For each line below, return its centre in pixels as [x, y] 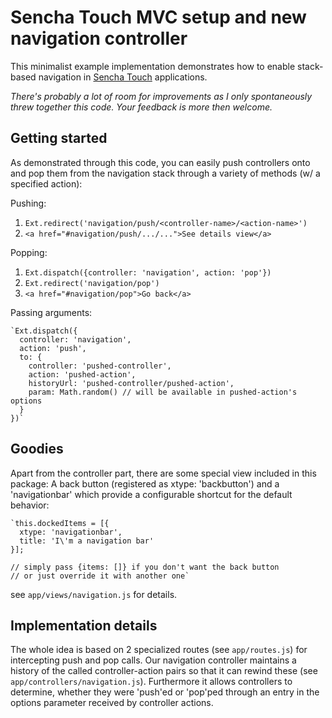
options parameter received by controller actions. [112, 703]
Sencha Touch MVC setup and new [158, 17]
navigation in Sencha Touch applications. [123, 77]
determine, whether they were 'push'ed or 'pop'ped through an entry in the [165, 692]
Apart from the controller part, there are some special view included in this [163, 473]
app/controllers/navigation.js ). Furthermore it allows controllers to [151, 682]
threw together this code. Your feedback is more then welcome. [141, 107]
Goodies [37, 449]
